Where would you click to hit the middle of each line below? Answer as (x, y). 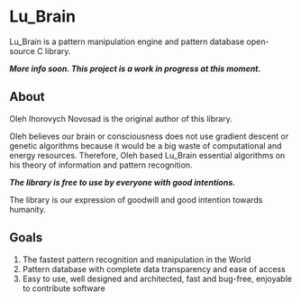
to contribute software (64, 288)
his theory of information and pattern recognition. (101, 165)
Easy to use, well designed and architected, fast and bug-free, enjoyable (157, 278)
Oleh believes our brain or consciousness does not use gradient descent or (149, 136)
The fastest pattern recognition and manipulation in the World (137, 260)
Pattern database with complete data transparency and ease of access (154, 269)
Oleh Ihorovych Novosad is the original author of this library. (121, 118)
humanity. (28, 209)
